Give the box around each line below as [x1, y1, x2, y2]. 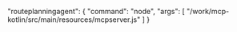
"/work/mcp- [186, 7, 230, 16]
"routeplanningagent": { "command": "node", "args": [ [7, 7, 185, 16]
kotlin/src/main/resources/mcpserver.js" [7, 15, 141, 24]
